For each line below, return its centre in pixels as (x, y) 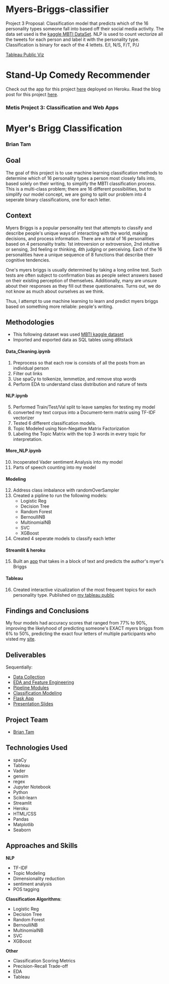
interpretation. (28, 439)
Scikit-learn (25, 797)
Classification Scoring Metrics (44, 960)
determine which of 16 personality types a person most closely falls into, (81, 178)
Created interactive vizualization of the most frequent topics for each (84, 590)
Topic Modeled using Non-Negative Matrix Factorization (71, 428)
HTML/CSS (25, 814)
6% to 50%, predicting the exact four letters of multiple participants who (81, 634)
